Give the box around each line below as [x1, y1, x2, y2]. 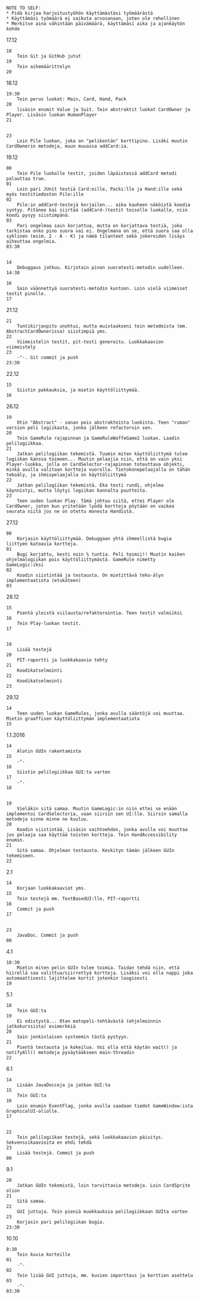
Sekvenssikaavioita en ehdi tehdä [6, 1139, 92, 1145]
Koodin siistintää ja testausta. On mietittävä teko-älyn [17, 572, 164, 578]
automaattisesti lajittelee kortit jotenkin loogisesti [6, 975, 148, 981]
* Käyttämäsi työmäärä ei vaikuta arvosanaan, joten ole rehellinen [6, 16, 180, 22]
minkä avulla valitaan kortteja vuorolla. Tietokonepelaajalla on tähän [6, 467, 191, 473]
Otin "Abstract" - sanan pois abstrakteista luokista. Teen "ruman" [17, 419, 191, 425]
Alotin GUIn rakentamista [17, 748, 82, 754]
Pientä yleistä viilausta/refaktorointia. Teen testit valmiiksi [17, 610, 183, 616]
